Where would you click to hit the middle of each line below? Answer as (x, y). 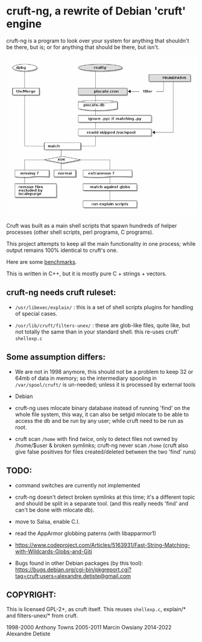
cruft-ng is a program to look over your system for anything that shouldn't (98, 40)
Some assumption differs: (56, 357)
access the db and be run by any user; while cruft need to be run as (99, 420)
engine (24, 24)
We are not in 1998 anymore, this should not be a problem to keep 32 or (104, 371)
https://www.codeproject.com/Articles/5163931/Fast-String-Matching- (103, 545)
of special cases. (36, 313)
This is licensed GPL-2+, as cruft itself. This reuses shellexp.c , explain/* (96, 609)
